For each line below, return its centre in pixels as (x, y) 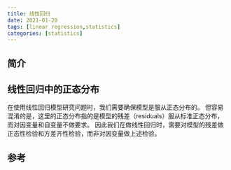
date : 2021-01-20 (33, 20)
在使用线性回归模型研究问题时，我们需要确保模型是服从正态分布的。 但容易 (115, 107)
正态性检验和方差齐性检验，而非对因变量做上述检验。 (84, 134)
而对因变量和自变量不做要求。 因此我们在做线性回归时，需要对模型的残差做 (115, 125)
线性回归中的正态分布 (53, 89)
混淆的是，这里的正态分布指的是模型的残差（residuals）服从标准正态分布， (115, 116)
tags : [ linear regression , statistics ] (64, 27)
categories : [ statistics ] (45, 33)
